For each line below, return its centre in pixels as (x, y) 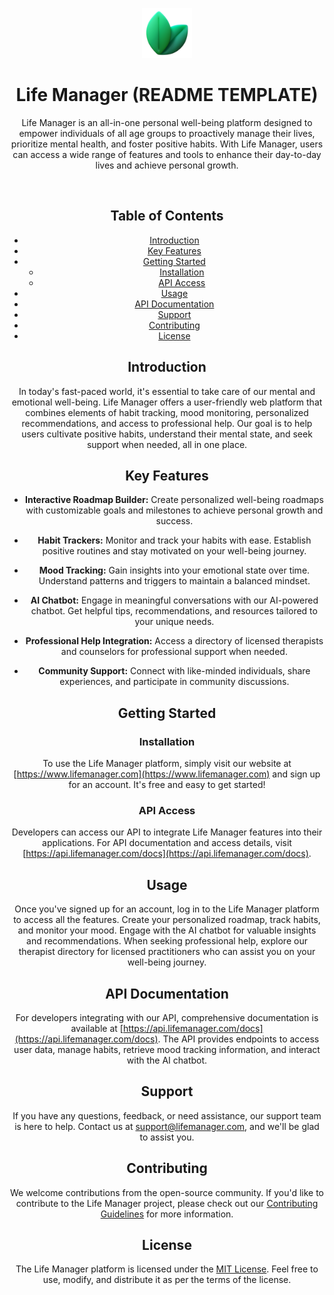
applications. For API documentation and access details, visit (167, 843)
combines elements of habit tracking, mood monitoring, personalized (167, 412)
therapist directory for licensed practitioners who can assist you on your (167, 952)
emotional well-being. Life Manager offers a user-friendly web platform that (167, 402)
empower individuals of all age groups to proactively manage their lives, (167, 133)
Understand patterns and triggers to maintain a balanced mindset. (174, 581)
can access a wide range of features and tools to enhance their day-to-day (167, 154)
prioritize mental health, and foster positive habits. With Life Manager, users (167, 144)
